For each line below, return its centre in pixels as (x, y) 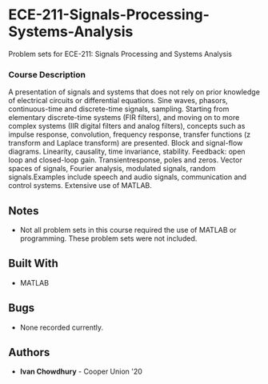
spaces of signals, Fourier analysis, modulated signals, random (112, 169)
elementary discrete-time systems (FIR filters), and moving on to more (124, 118)
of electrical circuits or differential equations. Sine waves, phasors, (118, 101)
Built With (33, 264)
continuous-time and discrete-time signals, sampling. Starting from (119, 109)
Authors (29, 352)
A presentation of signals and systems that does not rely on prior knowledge (134, 92)
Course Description (47, 74)
